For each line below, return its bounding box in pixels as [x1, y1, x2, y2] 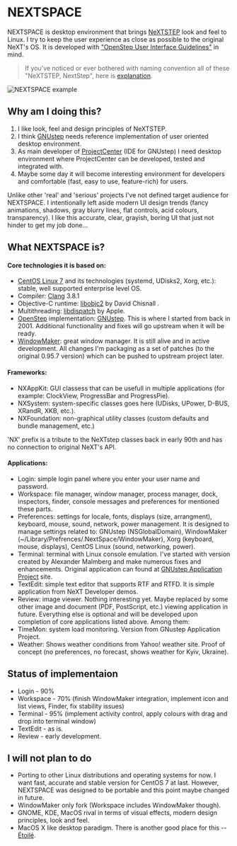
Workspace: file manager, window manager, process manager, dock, [17, 489, 218, 498]
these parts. [17, 504, 53, 513]
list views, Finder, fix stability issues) [17, 702, 125, 710]
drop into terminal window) [17, 717, 97, 725]
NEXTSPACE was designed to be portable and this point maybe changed [17, 786, 230, 794]
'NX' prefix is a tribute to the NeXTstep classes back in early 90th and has [7, 435, 223, 444]
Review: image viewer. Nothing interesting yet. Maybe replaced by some [17, 595, 229, 603]
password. [17, 482, 49, 490]
